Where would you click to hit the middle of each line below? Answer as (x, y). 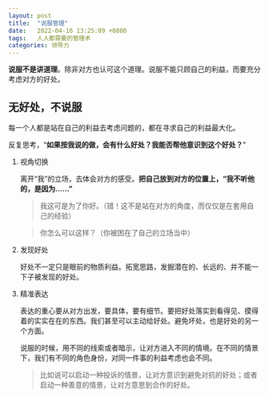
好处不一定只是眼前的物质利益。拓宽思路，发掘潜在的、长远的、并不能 (136, 267)
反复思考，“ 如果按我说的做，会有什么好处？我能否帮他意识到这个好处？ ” (127, 144)
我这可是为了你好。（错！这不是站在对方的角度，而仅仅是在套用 (143, 206)
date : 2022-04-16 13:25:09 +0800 (68, 30)
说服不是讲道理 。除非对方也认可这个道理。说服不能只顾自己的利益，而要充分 (134, 70)
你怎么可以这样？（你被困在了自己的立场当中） (117, 232)
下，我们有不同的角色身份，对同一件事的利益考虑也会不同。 (118, 358)
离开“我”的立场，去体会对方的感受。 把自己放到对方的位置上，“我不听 (134, 178)
